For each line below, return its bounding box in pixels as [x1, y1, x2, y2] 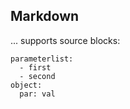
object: [10, 80, 43, 90]
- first [19, 62, 52, 73]
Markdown [10, 8, 80, 25]
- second [19, 71, 56, 81]
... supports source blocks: [10, 34, 121, 46]
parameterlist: [10, 54, 74, 64]
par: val [19, 89, 56, 99]
